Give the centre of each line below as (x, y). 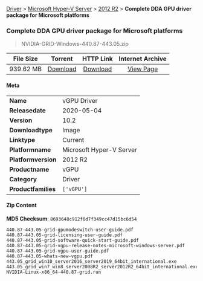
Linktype (22, 140)
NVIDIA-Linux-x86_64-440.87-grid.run (54, 272)
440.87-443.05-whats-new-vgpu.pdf (50, 256)
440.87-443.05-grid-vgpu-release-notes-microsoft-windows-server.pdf (96, 245)
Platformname (30, 149)
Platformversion (33, 160)
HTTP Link (98, 59)
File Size (25, 59)
